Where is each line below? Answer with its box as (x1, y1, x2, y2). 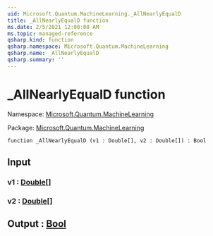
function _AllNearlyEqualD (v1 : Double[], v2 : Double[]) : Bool (7, 137, 207, 144)
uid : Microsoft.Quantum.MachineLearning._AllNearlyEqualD (7, 10, 181, 18)
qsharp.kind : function (7, 37, 74, 44)
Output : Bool (7, 218, 67, 230)
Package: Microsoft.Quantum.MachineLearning (7, 123, 145, 132)
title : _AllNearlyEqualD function (7, 17, 109, 24)
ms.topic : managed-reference (7, 30, 93, 37)
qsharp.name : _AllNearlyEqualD (7, 50, 99, 57)
